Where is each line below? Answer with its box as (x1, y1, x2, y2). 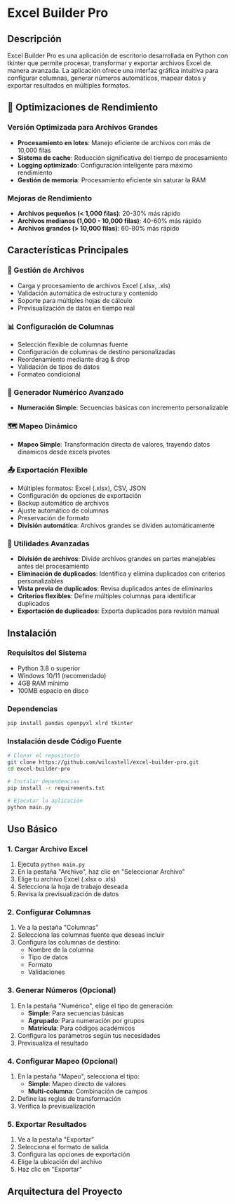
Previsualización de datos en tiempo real (17, 304, 135, 312)
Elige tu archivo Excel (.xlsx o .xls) (17, 875, 116, 884)
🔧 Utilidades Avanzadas (7, 539, 90, 548)
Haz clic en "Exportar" (17, 1165, 83, 1174)
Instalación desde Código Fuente (7, 736, 122, 746)
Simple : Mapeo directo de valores (27, 1080, 126, 1088)
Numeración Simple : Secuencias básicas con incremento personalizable (17, 403, 229, 412)
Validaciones (27, 968, 65, 976)
